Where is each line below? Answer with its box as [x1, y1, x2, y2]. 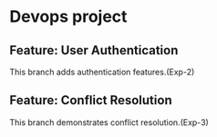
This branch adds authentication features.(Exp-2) [9, 66, 195, 77]
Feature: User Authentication [9, 43, 179, 58]
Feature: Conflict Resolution [9, 93, 172, 108]
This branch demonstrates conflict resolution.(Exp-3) [9, 116, 210, 128]
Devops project [9, 6, 128, 27]
